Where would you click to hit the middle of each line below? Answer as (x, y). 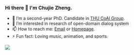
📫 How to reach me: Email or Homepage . (53, 29)
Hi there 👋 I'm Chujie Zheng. (39, 8)
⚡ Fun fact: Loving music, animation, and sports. (60, 37)
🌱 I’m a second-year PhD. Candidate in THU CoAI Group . (68, 18)
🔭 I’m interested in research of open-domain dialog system (70, 23)
